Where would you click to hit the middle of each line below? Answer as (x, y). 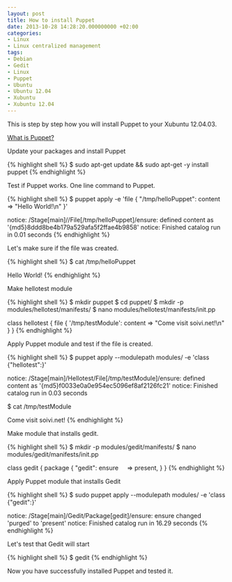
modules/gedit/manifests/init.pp (53, 454)
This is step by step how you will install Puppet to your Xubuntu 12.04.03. (112, 124)
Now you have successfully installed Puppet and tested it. (90, 571)
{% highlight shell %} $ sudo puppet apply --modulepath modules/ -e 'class (116, 494)
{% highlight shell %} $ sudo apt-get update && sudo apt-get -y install (108, 164)
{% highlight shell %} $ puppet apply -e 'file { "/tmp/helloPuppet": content (114, 198)
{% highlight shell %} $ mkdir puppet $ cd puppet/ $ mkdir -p (95, 302)
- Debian (20, 59)
